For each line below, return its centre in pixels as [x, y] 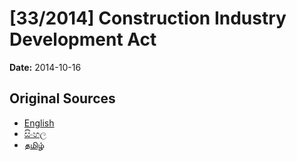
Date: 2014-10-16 [45, 67]
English [39, 123]
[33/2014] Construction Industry [148, 18]
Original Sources [62, 98]
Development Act [83, 39]
